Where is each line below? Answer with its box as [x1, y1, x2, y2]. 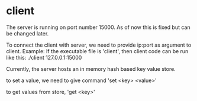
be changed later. [6, 30, 49, 37]
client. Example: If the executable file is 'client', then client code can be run [6, 47, 189, 54]
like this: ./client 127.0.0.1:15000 [6, 54, 82, 61]
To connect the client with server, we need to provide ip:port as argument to [6, 41, 192, 48]
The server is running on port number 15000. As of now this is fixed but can [6, 24, 190, 31]
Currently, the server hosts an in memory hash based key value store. [6, 65, 176, 72]
